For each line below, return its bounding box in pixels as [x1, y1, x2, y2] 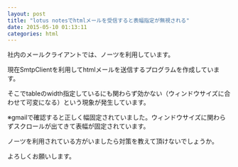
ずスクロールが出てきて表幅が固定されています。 [7, 122, 150, 131]
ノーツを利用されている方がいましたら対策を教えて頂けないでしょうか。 [7, 137, 218, 146]
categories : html [7, 30, 59, 38]
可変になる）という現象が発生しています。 [26, 98, 151, 107]
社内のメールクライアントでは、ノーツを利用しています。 [7, 50, 175, 59]
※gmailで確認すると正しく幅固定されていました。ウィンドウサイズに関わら [7, 113, 226, 122]
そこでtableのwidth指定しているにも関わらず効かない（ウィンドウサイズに [7, 89, 225, 98]
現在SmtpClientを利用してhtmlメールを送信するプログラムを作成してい [7, 65, 214, 74]
